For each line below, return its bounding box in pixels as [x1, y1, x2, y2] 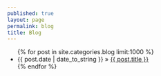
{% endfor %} [17, 62, 57, 71]
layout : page [7, 16, 45, 23]
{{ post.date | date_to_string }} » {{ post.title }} [17, 55, 149, 64]
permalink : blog [7, 23, 54, 29]
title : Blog [7, 29, 41, 36]
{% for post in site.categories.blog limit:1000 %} [17, 48, 154, 56]
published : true [7, 10, 54, 17]
